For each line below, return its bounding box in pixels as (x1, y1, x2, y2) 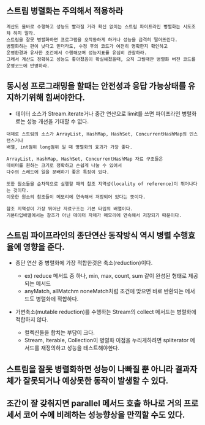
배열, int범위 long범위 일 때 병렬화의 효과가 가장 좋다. (6, 144, 133, 150)
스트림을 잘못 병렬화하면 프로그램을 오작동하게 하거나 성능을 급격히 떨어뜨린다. (6, 36, 178, 43)
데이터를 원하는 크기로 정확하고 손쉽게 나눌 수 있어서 (6, 162, 122, 169)
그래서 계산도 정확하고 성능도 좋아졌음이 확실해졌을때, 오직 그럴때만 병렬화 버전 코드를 (6, 56, 196, 63)
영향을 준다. (23, 242, 65, 253)
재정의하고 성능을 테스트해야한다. (40, 344, 120, 351)
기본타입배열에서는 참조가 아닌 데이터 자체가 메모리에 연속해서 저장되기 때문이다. (6, 212, 182, 218)
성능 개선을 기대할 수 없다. (26, 117, 89, 124)
